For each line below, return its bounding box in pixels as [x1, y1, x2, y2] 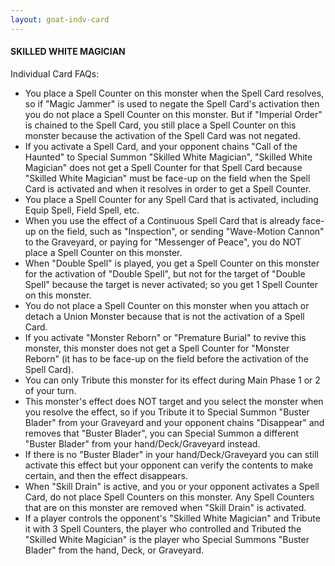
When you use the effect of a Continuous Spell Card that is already [24, 214, 301, 226]
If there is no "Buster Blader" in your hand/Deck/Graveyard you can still [24, 448, 319, 460]
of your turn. [24, 384, 77, 396]
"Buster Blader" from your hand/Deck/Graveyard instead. [24, 437, 261, 450]
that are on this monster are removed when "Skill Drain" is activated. [24, 501, 307, 513]
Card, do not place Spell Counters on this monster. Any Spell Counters [24, 491, 315, 503]
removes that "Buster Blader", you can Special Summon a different [24, 427, 300, 439]
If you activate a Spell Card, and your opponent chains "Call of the [24, 140, 298, 152]
